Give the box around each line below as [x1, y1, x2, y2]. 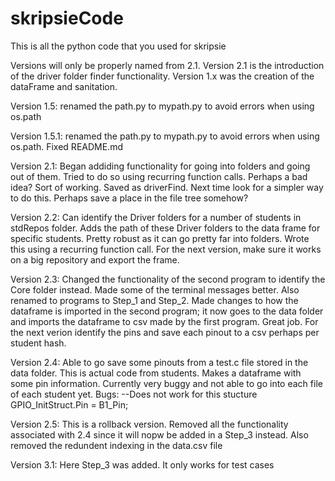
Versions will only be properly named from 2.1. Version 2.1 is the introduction [10, 59, 325, 71]
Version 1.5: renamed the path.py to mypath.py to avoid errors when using [10, 100, 315, 112]
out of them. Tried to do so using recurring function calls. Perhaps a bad [10, 170, 308, 182]
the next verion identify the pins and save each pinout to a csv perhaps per [10, 326, 320, 338]
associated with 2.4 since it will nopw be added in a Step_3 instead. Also [10, 428, 309, 441]
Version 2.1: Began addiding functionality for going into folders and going [10, 160, 311, 172]
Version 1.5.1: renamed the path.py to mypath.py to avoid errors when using [10, 130, 320, 142]
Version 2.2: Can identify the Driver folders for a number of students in [10, 211, 302, 223]
